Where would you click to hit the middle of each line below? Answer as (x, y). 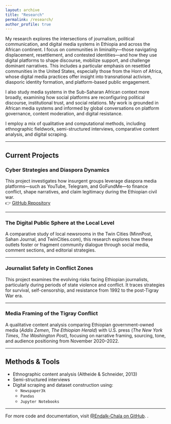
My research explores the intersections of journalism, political (70, 39)
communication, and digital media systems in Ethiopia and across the (78, 44)
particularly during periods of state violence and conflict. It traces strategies (85, 285)
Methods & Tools (33, 362)
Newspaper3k (33, 391)
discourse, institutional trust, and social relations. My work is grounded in (82, 103)
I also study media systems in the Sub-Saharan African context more (77, 92)
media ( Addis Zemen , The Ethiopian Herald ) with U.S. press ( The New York (84, 330)
